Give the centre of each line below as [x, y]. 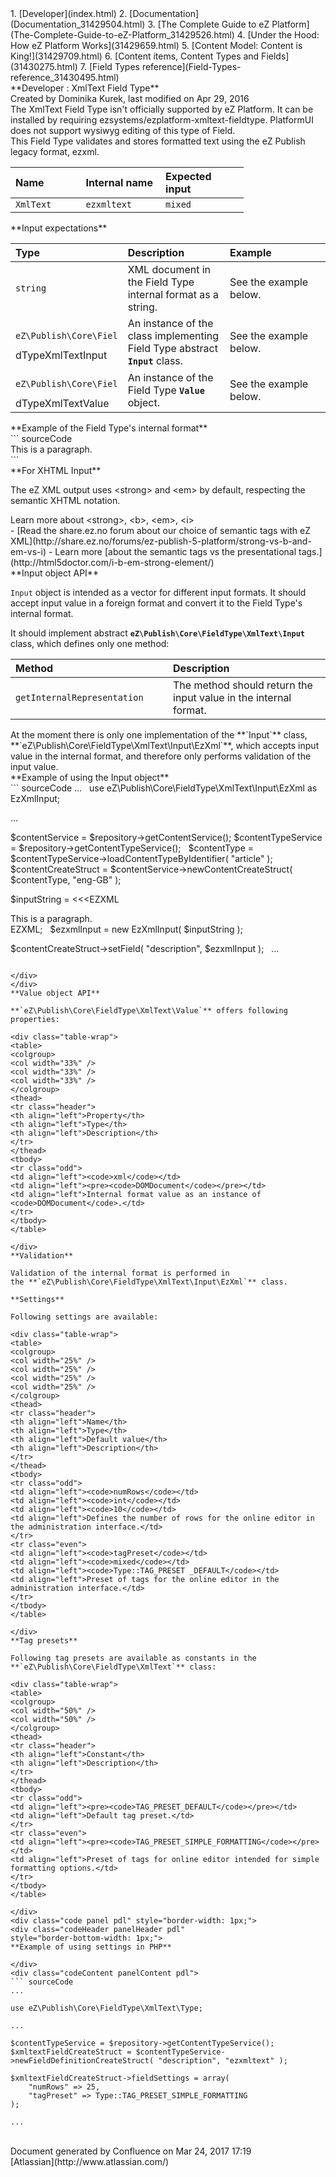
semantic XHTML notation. [65, 500]
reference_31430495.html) [65, 77]
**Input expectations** [59, 228]
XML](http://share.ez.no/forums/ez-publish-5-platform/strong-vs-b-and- [161, 541]
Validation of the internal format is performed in [120, 1273]
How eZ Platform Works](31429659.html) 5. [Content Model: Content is [156, 45]
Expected [188, 176]
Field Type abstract [172, 348]
